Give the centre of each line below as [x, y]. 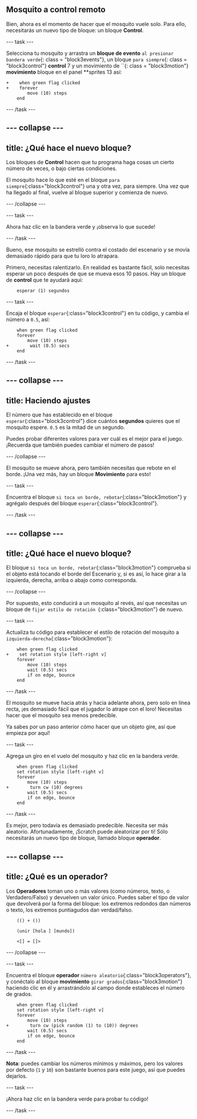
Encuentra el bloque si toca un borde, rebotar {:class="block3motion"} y [96, 497]
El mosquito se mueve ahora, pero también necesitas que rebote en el [91, 468]
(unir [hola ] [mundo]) [46, 931]
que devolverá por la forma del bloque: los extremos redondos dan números [98, 903]
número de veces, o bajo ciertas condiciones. [62, 168]
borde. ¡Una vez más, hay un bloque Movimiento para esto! [79, 474]
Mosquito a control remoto [56, 10]
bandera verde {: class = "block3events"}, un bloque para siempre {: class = [97, 59]
